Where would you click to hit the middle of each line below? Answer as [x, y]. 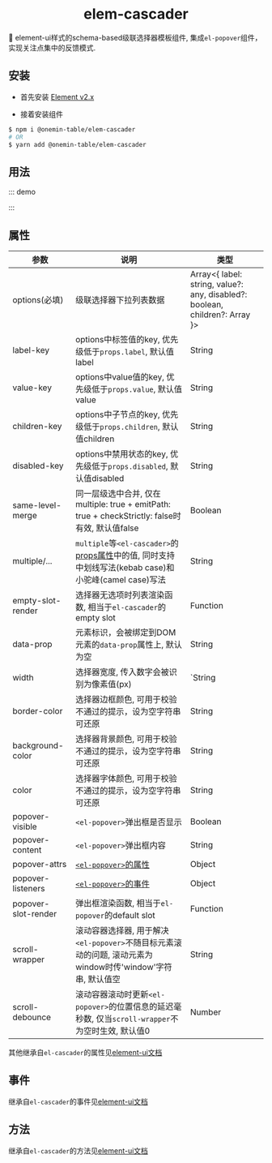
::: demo [22, 192]
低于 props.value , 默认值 [137, 389]
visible [25, 826]
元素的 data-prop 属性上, [120, 644]
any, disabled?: [219, 294]
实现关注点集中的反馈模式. [52, 47]
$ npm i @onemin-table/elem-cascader [72, 129]
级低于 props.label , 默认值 [125, 352]
